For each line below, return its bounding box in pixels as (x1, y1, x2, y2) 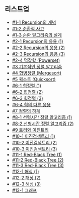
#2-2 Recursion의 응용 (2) (12, 45, 65, 51)
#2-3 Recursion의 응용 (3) (12, 51, 65, 57)
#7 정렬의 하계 (12, 108, 41, 114)
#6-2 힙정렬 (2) (12, 89, 43, 95)
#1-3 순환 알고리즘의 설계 (12, 32, 62, 38)
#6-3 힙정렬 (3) (12, 95, 43, 101)
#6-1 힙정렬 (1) (12, 83, 41, 89)
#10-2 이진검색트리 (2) (12, 139, 57, 145)
